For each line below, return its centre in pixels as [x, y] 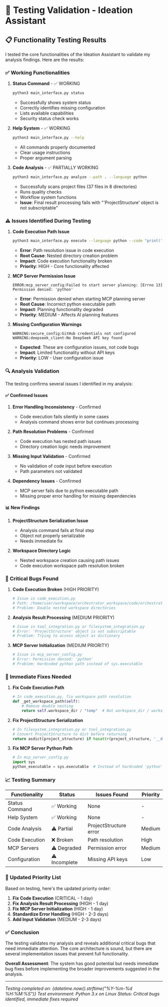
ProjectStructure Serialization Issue [50, 520]
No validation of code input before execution [66, 466]
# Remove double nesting [47, 706]
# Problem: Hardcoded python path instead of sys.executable [77, 664]
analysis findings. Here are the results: [45, 60]
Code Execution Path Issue [41, 231]
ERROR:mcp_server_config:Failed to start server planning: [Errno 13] [87, 285]
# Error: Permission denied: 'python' [53, 659]
